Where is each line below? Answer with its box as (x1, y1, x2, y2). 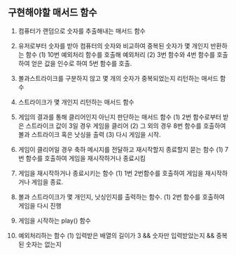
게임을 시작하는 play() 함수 (18, 216, 92, 225)
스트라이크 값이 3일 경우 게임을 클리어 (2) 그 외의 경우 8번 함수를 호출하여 (25, 122, 226, 130)
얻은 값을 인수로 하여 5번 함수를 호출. (31, 59, 132, 67)
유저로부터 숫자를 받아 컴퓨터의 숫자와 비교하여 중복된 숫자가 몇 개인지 (18, 41, 209, 50)
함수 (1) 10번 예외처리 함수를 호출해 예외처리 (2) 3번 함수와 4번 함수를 (25, 50, 216, 58)
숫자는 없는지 (25, 240, 62, 248)
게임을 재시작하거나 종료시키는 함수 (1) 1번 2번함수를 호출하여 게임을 (18, 169, 204, 177)
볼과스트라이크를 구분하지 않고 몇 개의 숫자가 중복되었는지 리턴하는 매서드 (18, 74, 219, 82)
